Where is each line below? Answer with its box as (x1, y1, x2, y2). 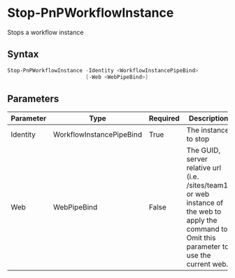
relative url (186, 163, 222, 173)
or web (186, 189, 210, 199)
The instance (186, 125, 229, 135)
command (186, 224, 220, 234)
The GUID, (186, 146, 221, 155)
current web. (186, 259, 229, 269)
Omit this (186, 233, 216, 243)
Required (148, 113, 180, 123)
